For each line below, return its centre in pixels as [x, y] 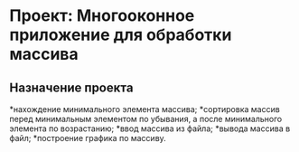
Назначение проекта [71, 87]
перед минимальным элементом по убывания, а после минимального [146, 119]
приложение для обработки [121, 35]
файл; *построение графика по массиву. [88, 138]
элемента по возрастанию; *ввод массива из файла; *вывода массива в [150, 128]
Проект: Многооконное [102, 16]
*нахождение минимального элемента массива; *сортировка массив [145, 109]
